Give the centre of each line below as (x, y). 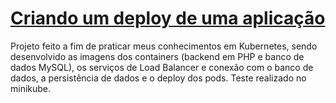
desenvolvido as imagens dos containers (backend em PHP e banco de (157, 56)
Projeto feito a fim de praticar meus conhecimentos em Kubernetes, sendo (164, 46)
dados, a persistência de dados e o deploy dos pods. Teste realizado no (158, 78)
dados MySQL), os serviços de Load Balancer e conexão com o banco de (162, 67)
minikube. (31, 88)
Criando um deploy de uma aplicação (168, 18)
